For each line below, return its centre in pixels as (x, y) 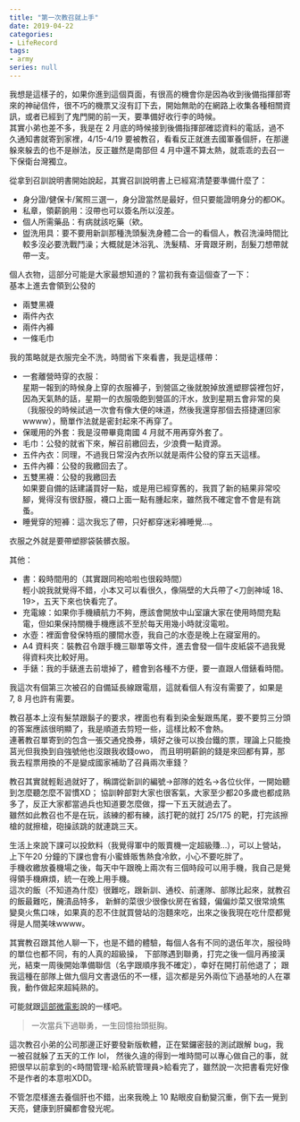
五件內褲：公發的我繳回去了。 (77, 466)
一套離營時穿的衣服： (61, 376)
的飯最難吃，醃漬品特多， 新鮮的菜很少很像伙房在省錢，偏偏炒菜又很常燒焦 (147, 901)
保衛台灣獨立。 (44, 161)
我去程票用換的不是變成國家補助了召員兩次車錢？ (99, 762)
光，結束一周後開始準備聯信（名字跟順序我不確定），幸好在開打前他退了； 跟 (149, 964)
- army (21, 59)
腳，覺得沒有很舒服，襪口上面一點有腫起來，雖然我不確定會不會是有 (147, 499)
